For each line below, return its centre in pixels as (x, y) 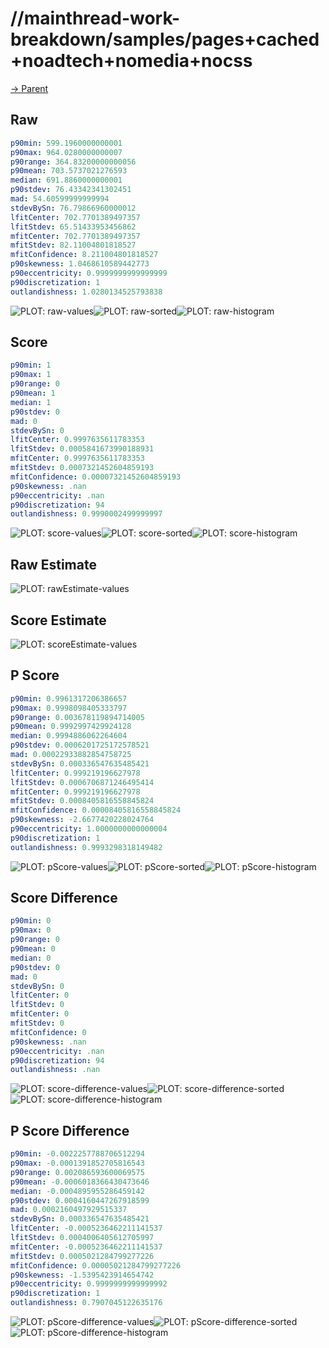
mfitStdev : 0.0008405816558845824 (82, 801)
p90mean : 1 (33, 393)
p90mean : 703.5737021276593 (69, 171)
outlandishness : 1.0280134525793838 (86, 292)
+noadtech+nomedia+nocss (131, 61)
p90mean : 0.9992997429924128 (71, 727)
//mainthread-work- (95, 18)
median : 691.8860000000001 (66, 180)
